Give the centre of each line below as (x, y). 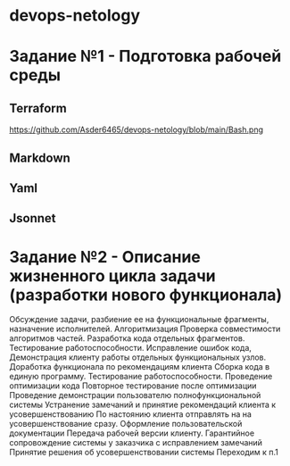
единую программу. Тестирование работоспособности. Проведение (141, 377)
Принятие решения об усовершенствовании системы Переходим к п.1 (144, 453)
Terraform (38, 108)
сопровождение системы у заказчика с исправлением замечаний (136, 443)
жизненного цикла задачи (112, 275)
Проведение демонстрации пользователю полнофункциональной (135, 395)
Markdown (40, 158)
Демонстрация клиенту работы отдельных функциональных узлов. (138, 357)
